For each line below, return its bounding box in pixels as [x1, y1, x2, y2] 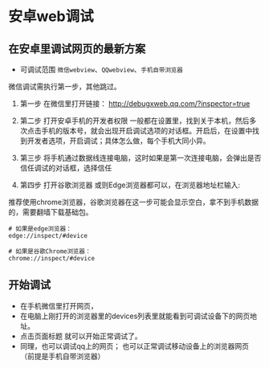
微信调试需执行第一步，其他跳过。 [8, 82, 121, 91]
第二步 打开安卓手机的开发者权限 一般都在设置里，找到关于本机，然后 [19, 116, 250, 125]
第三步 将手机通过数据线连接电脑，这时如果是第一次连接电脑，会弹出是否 [19, 153, 262, 162]
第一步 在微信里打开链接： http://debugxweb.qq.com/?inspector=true [19, 99, 251, 108]
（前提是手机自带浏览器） [19, 351, 105, 361]
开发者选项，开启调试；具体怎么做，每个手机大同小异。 [26, 136, 210, 145]
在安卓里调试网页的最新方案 [8, 42, 146, 55]
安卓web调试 [8, 7, 94, 26]
